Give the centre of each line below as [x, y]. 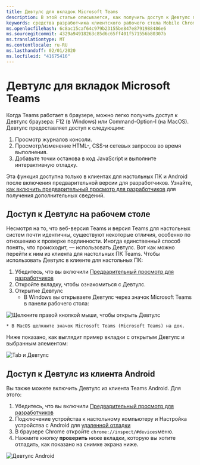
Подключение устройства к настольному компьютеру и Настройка [101, 419]
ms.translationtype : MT [36, 39]
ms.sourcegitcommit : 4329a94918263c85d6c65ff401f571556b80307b [86, 34]
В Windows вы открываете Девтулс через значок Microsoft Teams [108, 297]
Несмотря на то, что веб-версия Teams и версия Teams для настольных [98, 228]
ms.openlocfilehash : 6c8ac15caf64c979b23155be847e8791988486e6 [86, 28]
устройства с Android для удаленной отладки [73, 426]
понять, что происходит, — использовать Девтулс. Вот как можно [90, 247]
